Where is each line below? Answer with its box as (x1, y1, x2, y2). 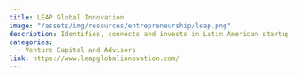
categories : (9, 37, 53, 47)
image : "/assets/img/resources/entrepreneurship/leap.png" (9, 21, 232, 30)
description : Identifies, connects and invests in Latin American (9, 29, 259, 38)
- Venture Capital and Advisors (17, 46, 137, 55)
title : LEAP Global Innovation (9, 12, 125, 22)
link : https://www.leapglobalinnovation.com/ (9, 54, 179, 63)
